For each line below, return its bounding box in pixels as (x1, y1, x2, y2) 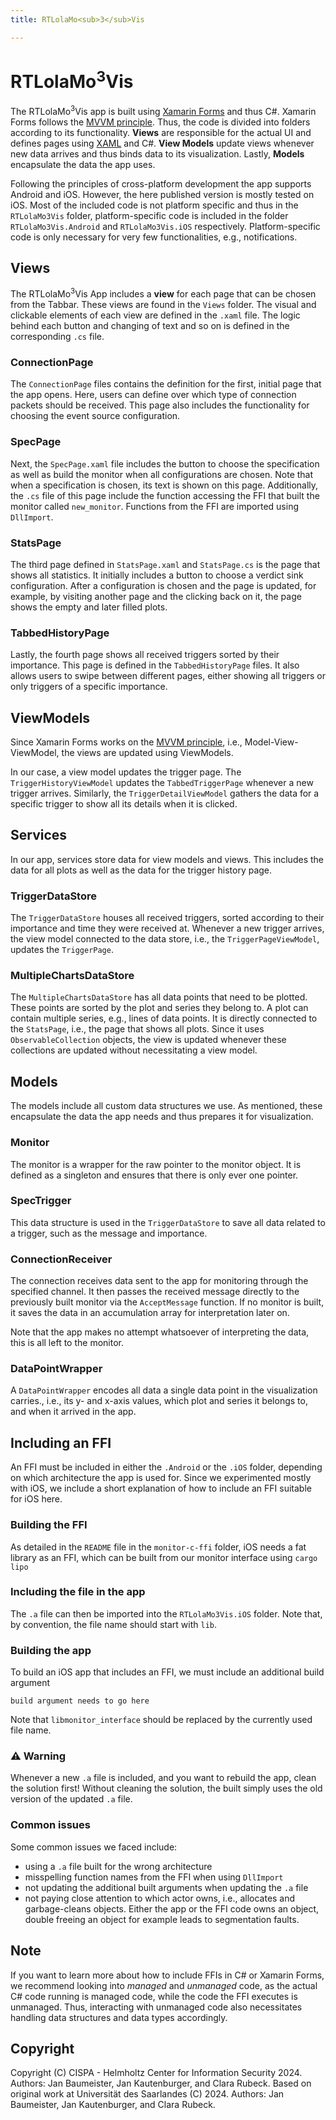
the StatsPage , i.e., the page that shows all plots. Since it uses (10, 1023, 265, 1035)
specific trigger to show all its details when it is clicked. (10, 798, 238, 810)
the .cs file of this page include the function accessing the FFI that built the (10, 489, 320, 501)
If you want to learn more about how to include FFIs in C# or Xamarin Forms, (10, 1969, 325, 1981)
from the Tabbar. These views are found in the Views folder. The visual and (10, 299, 317, 311)
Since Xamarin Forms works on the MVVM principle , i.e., (10, 736, 243, 748)
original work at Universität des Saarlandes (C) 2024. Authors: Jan (10, 2088, 285, 2100)
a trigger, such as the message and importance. (10, 1227, 208, 1239)
